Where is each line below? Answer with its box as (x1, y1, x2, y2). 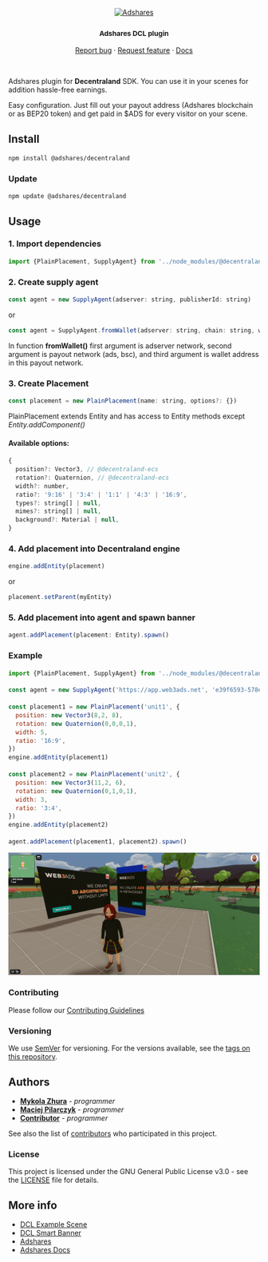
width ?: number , (15, 482, 69, 490)
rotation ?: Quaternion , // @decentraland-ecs (15, 474, 170, 482)
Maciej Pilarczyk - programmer (19, 1105, 124, 1114)
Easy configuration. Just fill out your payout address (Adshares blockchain (8, 101, 254, 110)
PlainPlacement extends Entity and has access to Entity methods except (8, 411, 246, 421)
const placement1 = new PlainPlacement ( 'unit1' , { (8, 703, 180, 711)
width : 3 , (15, 796, 48, 804)
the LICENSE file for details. (8, 1175, 100, 1185)
